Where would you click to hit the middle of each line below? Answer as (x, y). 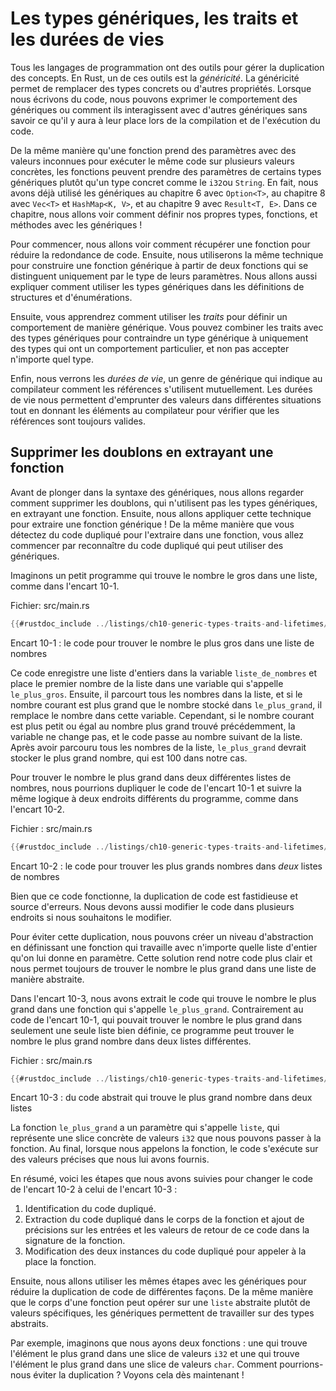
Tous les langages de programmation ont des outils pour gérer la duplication (167, 67)
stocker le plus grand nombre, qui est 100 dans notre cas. (129, 758)
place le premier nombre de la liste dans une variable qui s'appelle (147, 683)
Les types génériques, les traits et (154, 18)
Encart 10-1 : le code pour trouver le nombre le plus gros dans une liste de (162, 643)
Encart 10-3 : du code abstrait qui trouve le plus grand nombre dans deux (161, 1098)
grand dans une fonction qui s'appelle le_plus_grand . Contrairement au (157, 1009)
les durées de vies (87, 39)
